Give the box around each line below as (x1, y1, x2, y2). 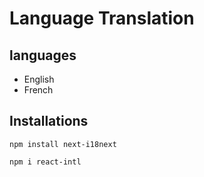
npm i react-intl (9, 157, 82, 167)
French (23, 84, 54, 96)
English (23, 73, 55, 85)
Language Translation (9, 7, 195, 30)
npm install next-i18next (9, 139, 117, 149)
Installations (9, 113, 89, 130)
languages (9, 47, 77, 64)
